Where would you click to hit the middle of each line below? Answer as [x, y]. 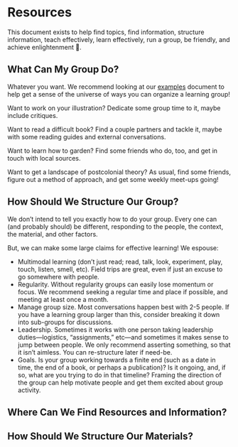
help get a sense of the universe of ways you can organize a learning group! [119, 94]
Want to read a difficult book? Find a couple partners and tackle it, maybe [115, 129]
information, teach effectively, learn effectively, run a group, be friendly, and [119, 39]
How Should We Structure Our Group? [93, 202]
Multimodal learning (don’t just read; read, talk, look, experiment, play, [120, 262]
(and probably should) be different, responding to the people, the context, [115, 226]
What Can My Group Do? [63, 69]
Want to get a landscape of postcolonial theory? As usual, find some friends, [119, 172]
